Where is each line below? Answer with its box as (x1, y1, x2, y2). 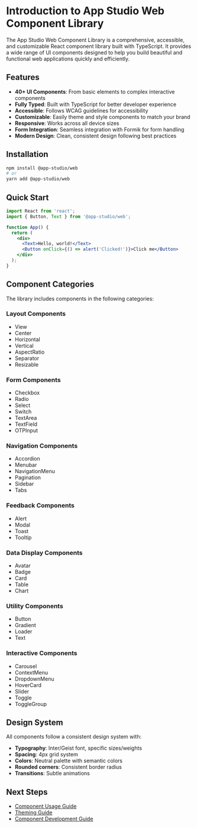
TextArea (14, 415, 37, 422)
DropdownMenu (14, 675, 54, 682)
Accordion (14, 455, 40, 463)
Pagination (14, 474, 41, 481)
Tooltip (14, 534, 32, 541)
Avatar (14, 562, 31, 569)
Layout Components (6, 310, 66, 318)
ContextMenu (14, 669, 49, 676)
